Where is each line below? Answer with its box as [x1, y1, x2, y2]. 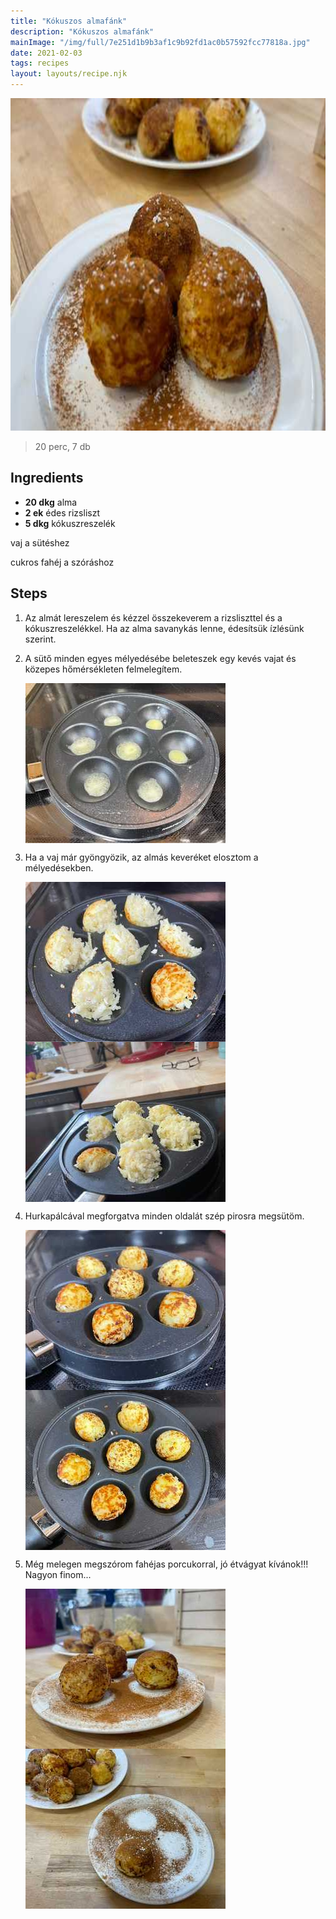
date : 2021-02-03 [10, 48, 83, 58]
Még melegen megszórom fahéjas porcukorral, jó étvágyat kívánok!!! [24, 1558, 309, 1570]
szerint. [24, 633, 57, 645]
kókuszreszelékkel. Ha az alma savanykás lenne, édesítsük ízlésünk [24, 622, 305, 634]
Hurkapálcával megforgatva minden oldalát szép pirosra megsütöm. [24, 1210, 305, 1222]
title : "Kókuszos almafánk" [10, 16, 128, 26]
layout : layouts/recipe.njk [10, 69, 128, 79]
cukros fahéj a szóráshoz [10, 556, 115, 568]
